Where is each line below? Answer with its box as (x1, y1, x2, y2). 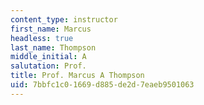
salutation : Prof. (10, 61, 87, 71)
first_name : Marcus (10, 24, 92, 34)
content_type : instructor (10, 14, 118, 25)
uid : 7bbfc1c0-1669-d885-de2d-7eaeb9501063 (10, 80, 195, 90)
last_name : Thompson (10, 42, 97, 53)
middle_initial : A (10, 52, 87, 62)
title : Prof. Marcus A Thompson (10, 71, 145, 81)
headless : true (10, 33, 74, 43)
